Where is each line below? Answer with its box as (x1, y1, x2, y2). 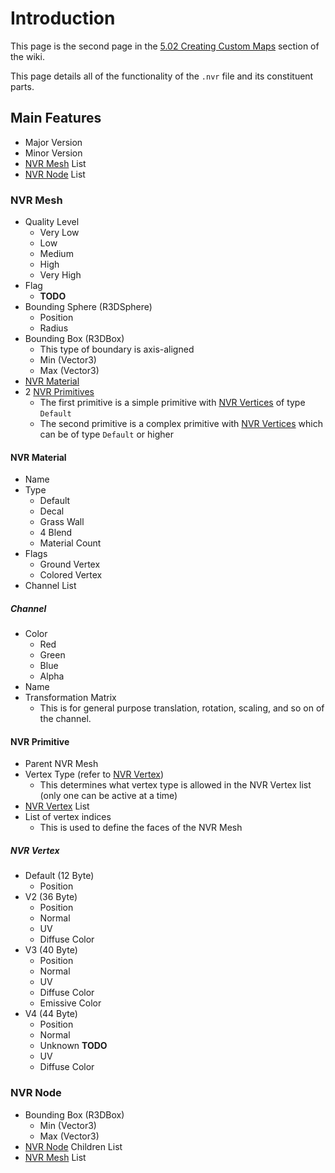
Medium (39, 248, 74, 260)
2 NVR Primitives (24, 386, 95, 398)
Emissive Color (39, 997, 102, 1009)
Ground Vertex (39, 558, 101, 571)
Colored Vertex (39, 569, 103, 581)
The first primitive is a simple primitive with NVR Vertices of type (39, 397, 306, 409)
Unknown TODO (39, 1040, 108, 1052)
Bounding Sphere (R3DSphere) (24, 301, 153, 313)
